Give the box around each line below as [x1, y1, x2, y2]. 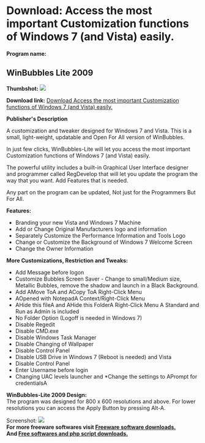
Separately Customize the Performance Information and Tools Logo [15, 232, 185, 239]
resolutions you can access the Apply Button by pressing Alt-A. [6, 404, 166, 411]
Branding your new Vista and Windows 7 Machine [15, 219, 141, 226]
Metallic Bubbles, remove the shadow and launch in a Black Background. [15, 281, 199, 289]
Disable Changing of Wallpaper [15, 340, 94, 347]
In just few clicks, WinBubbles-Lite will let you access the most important [6, 145, 191, 153]
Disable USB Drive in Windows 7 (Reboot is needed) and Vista [15, 353, 172, 360]
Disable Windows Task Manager [15, 333, 97, 341]
